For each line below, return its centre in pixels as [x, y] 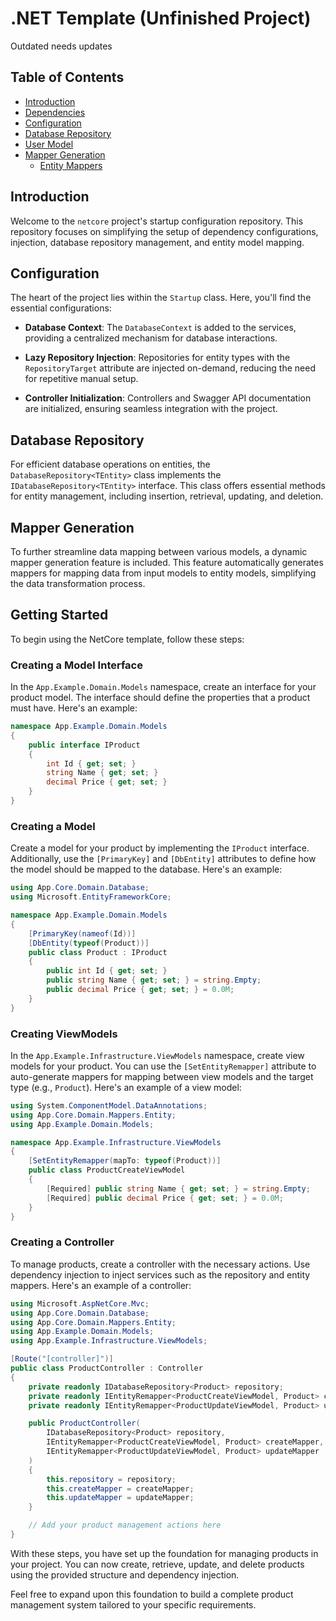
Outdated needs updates [61, 46]
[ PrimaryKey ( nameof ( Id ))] [82, 933]
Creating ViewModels [64, 1034]
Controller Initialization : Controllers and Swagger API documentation [168, 398]
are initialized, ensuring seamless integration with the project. [151, 409]
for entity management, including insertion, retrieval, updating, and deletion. [167, 496]
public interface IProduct [84, 745]
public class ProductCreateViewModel [107, 1170]
